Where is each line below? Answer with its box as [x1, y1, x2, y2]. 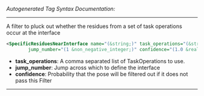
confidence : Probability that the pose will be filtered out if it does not [15, 70, 188, 78]
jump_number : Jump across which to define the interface [15, 64, 160, 71]
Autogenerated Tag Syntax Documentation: [6, 5, 115, 12]
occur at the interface [6, 29, 61, 36]
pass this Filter [15, 77, 52, 84]
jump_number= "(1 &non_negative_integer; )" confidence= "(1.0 [28, 46, 183, 52]
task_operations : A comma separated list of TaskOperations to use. [15, 57, 185, 64]
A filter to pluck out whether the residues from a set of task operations [6, 22, 182, 30]
